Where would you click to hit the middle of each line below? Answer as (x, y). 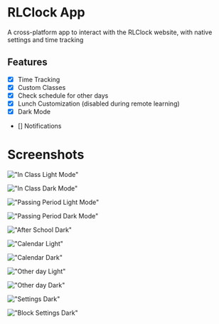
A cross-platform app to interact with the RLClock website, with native (110, 32)
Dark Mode (34, 112)
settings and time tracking (46, 39)
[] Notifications (39, 126)
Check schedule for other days (63, 95)
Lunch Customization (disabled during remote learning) (98, 103)
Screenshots (46, 155)
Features (27, 62)
